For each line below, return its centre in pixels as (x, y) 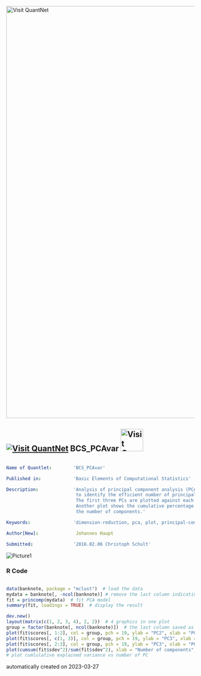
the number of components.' (111, 512)
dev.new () (19, 616)
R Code (17, 571)
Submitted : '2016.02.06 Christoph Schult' (79, 544)
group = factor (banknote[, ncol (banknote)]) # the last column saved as (100, 627)
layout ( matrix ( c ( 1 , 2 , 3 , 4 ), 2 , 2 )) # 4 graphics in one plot (88, 622)
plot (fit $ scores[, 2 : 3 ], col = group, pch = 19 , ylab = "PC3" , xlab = (96, 644)
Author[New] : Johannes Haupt (60, 533)
